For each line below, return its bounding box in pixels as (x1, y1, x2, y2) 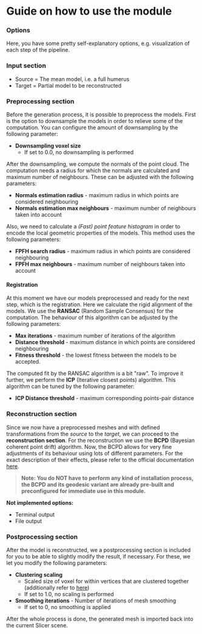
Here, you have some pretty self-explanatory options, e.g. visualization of (6, 40, 190, 47)
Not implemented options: (6, 499, 74, 506)
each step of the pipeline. (6, 46, 70, 54)
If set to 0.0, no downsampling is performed (24, 149, 134, 156)
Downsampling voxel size (15, 142, 81, 150)
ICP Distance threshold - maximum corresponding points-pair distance (15, 395, 194, 402)
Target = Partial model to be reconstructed (15, 82, 122, 89)
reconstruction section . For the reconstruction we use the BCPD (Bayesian (6, 437, 195, 444)
